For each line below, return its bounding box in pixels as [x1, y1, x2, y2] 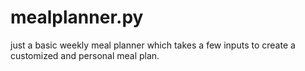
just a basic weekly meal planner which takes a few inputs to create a [10, 39, 296, 51]
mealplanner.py [10, 6, 144, 29]
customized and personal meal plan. [10, 49, 160, 61]
